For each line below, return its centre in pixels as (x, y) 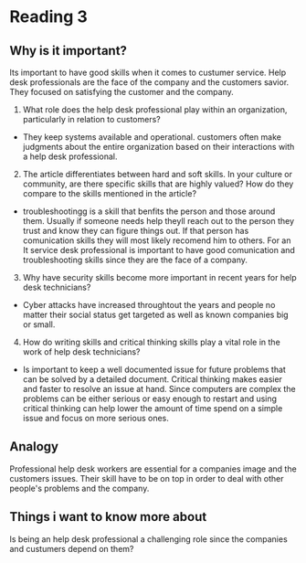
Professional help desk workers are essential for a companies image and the (153, 469)
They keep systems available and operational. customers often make (152, 137)
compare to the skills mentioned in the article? (110, 193)
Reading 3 (49, 17)
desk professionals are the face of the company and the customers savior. (149, 82)
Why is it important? (69, 51)
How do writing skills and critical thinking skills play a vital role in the (151, 342)
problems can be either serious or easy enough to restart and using (149, 398)
